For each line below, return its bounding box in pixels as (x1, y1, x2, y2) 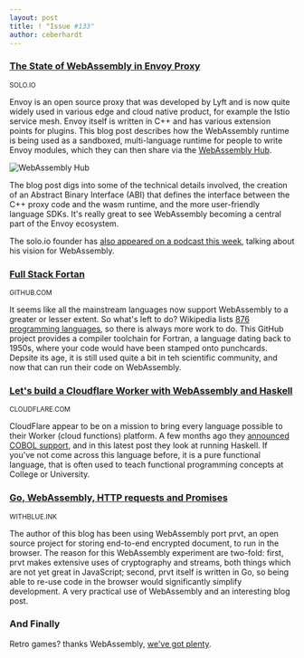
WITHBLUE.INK (9, 512, 57, 521)
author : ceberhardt (9, 30, 83, 39)
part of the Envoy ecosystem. (9, 218, 119, 229)
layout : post (9, 13, 59, 23)
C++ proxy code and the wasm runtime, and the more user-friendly (9, 198, 261, 209)
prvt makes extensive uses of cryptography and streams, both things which (9, 557, 291, 567)
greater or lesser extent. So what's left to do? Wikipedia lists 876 (9, 313, 251, 324)
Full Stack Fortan (9, 268, 86, 281)
